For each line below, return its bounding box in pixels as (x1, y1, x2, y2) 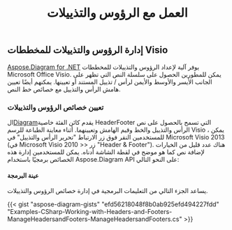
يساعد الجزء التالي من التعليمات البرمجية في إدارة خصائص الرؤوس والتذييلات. (7, 187, 208, 195)
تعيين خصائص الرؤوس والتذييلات (7, 102, 104, 112)
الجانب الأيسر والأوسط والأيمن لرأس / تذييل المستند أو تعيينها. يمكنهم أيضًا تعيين (7, 77, 212, 86)
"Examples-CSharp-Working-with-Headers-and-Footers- (7, 208, 173, 216)
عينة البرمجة (7, 171, 39, 179)
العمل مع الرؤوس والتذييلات (46, 5, 189, 21)
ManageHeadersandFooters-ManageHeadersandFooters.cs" (7, 215, 183, 224)
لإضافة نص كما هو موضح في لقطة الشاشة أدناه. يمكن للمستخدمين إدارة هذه (7, 148, 205, 156)
